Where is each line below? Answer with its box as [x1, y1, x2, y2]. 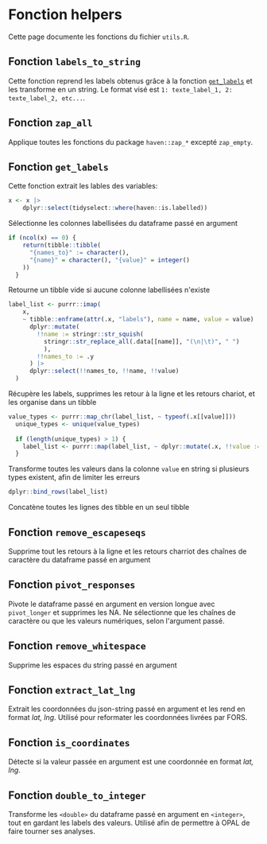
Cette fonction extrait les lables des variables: [8, 181, 158, 191]
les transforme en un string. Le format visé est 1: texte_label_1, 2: [8, 84, 233, 94]
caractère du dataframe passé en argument [8, 554, 151, 564]
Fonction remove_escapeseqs [8, 525, 146, 539]
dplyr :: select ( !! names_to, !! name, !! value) [29, 368, 180, 375]
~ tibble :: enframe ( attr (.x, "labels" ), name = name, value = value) [22, 316, 254, 324]
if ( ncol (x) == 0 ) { [8, 234, 77, 242]
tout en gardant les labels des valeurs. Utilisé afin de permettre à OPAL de [8, 818, 250, 827]
